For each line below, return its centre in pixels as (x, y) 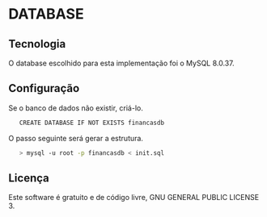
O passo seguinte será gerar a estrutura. (76, 138)
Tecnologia (37, 44)
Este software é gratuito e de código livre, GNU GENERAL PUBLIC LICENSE (134, 198)
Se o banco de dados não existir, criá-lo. (76, 108)
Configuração (44, 88)
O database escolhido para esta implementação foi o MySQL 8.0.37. (121, 63)
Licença (29, 178)
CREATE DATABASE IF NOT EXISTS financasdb (91, 123)
